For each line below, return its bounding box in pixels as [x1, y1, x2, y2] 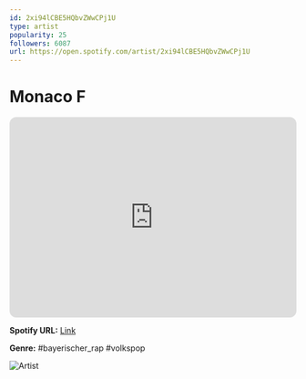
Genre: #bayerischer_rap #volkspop [9, 343, 146, 353]
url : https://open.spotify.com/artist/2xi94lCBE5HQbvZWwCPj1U [9, 47, 250, 56]
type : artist [9, 22, 59, 31]
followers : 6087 [9, 38, 71, 48]
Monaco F [9, 87, 87, 108]
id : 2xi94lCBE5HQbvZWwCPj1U [9, 13, 117, 23]
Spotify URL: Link [9, 325, 76, 336]
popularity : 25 [9, 30, 67, 39]
